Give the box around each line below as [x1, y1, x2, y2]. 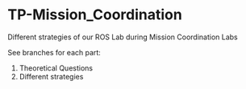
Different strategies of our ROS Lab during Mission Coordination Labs [7, 32, 239, 42]
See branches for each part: [7, 47, 102, 57]
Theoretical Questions [19, 63, 94, 73]
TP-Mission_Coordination [7, 6, 182, 24]
